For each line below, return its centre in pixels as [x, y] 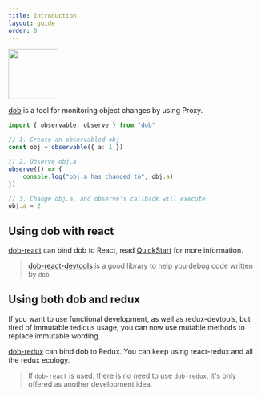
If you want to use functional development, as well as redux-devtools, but [129, 318]
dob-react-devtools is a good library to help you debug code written [141, 266]
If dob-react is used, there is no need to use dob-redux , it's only [132, 375]
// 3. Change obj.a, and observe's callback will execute [107, 198]
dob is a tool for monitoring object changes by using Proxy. [106, 111]
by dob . [40, 274]
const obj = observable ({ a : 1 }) [66, 148]
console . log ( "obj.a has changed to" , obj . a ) [98, 176]
